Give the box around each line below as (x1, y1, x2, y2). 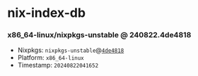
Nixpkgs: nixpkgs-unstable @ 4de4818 (17, 46, 124, 54)
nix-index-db (7, 5, 86, 21)
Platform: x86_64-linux (17, 53, 85, 62)
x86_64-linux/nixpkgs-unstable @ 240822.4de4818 (7, 30, 192, 40)
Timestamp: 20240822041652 (17, 61, 99, 70)
